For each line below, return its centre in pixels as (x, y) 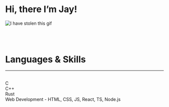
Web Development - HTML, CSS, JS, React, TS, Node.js (63, 99)
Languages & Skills (46, 59)
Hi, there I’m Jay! (41, 9)
